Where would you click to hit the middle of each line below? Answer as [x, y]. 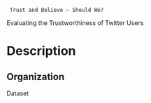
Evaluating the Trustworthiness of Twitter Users [75, 23]
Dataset [18, 93]
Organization [35, 77]
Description [41, 51]
